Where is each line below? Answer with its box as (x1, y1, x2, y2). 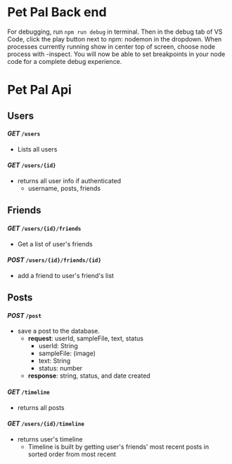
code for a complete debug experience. (7, 57, 122, 65)
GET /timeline (7, 387, 51, 396)
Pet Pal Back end (7, 4, 107, 20)
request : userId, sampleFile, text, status (27, 334, 144, 343)
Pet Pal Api (7, 82, 72, 98)
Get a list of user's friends (17, 239, 93, 248)
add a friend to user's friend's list (17, 271, 115, 279)
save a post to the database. (17, 327, 101, 336)
